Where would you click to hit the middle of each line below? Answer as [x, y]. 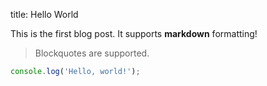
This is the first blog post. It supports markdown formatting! [134, 33]
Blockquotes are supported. [92, 53]
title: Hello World [44, 14]
